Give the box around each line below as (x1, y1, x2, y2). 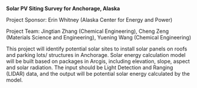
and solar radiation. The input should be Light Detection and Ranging (6, 64, 173, 71)
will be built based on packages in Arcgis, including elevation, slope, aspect (6, 58, 190, 65)
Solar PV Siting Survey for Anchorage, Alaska (6, 5, 120, 12)
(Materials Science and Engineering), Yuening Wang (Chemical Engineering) (6, 34, 192, 40)
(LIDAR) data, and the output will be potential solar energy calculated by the (6, 70, 190, 77)
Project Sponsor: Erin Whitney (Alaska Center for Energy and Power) (6, 16, 173, 23)
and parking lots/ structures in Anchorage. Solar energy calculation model (6, 52, 186, 58)
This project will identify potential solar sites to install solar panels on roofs (6, 45, 188, 52)
